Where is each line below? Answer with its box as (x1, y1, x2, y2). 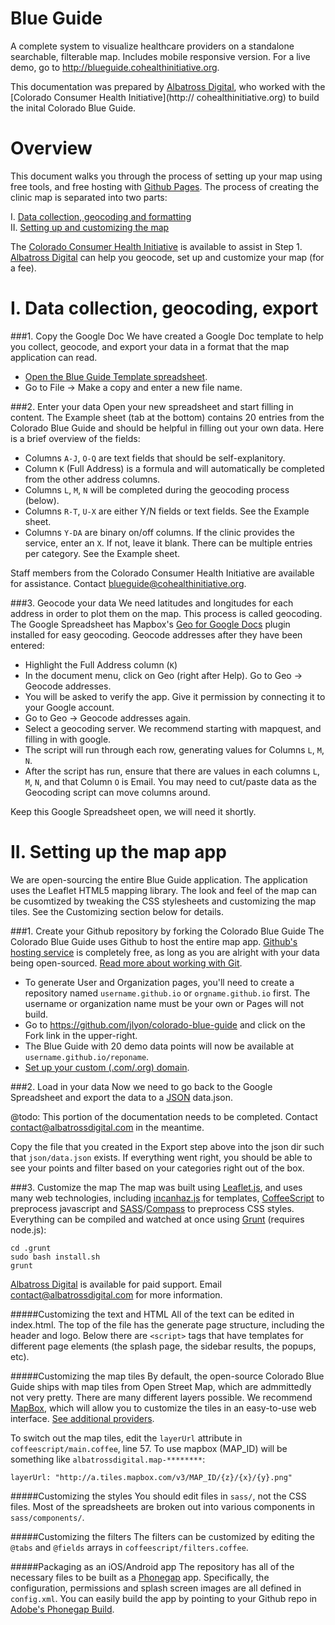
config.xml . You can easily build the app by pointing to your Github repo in (10, 1592, 318, 1604)
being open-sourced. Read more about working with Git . (10, 957, 243, 969)
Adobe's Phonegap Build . (10, 1603, 115, 1615)
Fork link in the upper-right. (24, 1029, 138, 1041)
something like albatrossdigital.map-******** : (10, 1453, 206, 1465)
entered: (10, 639, 45, 651)
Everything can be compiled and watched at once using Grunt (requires (10, 1213, 305, 1225)
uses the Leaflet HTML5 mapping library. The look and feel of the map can (10, 884, 317, 896)
